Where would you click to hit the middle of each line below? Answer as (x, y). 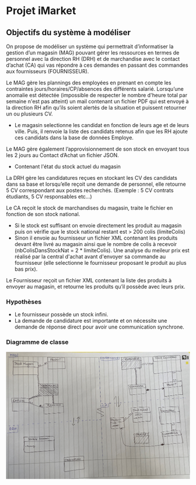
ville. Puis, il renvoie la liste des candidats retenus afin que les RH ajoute (101, 131)
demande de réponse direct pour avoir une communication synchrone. (99, 327)
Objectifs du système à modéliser (69, 33)
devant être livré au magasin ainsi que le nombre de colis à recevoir (96, 244)
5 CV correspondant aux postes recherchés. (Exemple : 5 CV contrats (90, 190)
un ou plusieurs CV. (29, 114)
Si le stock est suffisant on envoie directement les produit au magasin (98, 226)
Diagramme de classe (37, 342)
